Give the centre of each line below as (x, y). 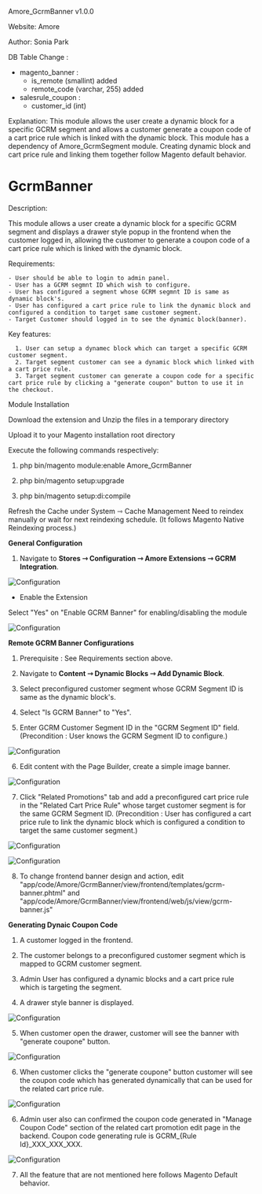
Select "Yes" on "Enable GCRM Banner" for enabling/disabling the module (127, 612)
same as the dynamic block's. (67, 697)
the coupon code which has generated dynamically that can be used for (136, 1080)
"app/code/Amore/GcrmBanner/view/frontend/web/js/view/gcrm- (126, 901)
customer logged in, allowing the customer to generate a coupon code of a (129, 240)
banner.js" (36, 909)
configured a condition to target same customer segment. (105, 312)
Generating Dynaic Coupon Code (63, 925)
